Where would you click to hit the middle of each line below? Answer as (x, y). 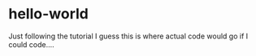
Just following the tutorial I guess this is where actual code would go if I (128, 36)
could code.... (31, 44)
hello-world (49, 14)
